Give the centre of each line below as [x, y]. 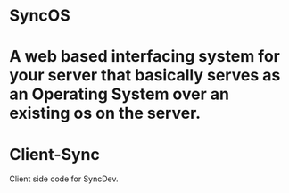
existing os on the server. [105, 113]
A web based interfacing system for [145, 57]
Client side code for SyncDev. [64, 179]
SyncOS [40, 16]
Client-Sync [54, 154]
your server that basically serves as [145, 76]
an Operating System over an [120, 94]
